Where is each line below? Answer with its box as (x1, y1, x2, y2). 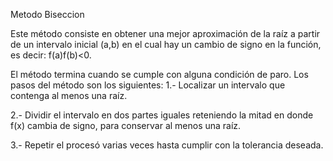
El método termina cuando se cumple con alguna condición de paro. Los (10, 69, 309, 80)
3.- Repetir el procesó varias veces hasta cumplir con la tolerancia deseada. (10, 139, 324, 151)
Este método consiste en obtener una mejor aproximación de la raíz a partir (10, 28, 321, 39)
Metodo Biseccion (10, 9, 85, 20)
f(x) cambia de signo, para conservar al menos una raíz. (10, 120, 242, 131)
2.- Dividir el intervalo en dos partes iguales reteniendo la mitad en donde (10, 109, 314, 121)
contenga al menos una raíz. (10, 90, 128, 101)
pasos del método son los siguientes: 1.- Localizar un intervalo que (10, 79, 286, 91)
